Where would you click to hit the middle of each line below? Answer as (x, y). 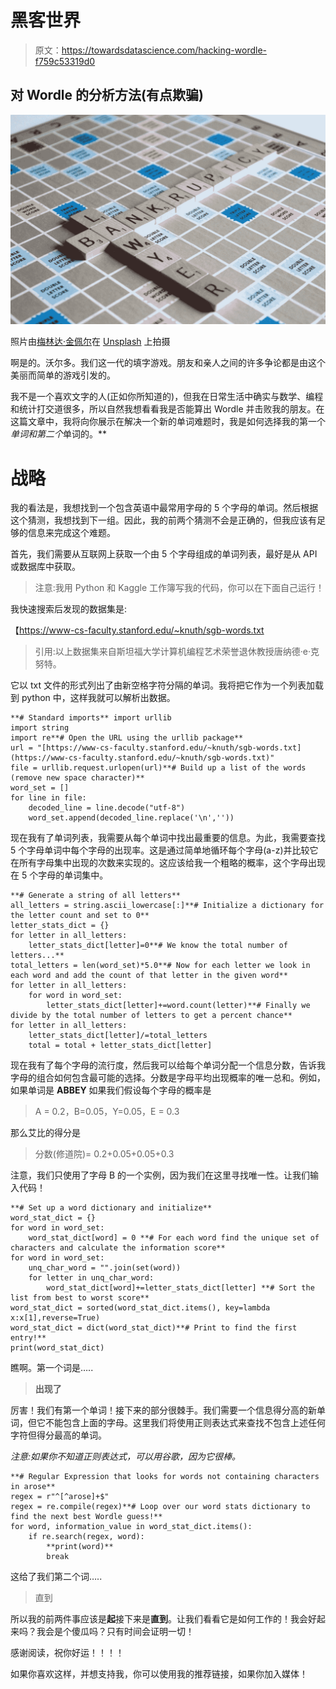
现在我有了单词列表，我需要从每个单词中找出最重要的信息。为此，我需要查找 (168, 838)
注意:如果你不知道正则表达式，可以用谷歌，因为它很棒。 (126, 1457)
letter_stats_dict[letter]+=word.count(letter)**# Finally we (178, 1006)
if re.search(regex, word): (86, 1537)
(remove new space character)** (77, 778)
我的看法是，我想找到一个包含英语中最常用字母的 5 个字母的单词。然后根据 (164, 508)
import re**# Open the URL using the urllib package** (127, 738)
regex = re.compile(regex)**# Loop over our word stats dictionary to (160, 1507)
